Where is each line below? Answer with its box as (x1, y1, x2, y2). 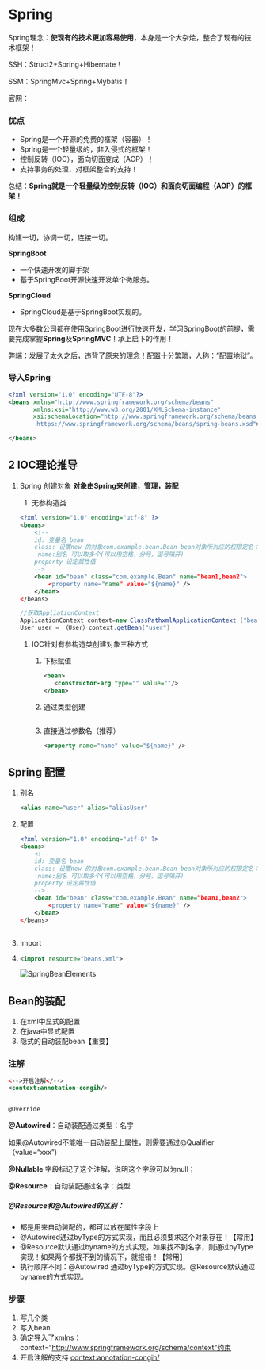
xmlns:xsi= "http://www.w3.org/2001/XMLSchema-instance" (32, 405, 222, 413)
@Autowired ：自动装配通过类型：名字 (8, 1121, 134, 1130)
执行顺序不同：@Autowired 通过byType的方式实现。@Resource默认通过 (19, 1262, 256, 1272)
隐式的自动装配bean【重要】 (19, 1037, 113, 1046)
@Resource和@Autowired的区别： (8, 1200, 124, 1211)
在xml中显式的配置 (19, 1017, 81, 1027)
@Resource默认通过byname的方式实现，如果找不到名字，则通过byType (19, 1242, 253, 1252)
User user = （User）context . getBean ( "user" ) (19, 624, 170, 632)
